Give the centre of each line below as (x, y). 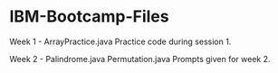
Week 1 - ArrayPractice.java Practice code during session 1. (120, 41)
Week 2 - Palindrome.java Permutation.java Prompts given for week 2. (140, 59)
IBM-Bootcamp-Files (89, 17)
